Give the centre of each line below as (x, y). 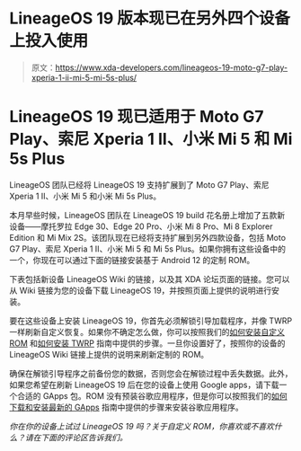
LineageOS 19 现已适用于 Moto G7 (137, 117)
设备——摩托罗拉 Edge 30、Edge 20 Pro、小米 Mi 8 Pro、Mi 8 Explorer (141, 226)
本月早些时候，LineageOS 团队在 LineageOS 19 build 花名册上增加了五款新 (147, 215)
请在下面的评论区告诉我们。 (76, 438)
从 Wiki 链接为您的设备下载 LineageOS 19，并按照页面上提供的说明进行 (141, 290)
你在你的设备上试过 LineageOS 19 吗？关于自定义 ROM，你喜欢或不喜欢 (142, 426)
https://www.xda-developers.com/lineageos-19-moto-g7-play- (172, 67)
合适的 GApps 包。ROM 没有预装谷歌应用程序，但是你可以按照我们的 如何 (152, 395)
